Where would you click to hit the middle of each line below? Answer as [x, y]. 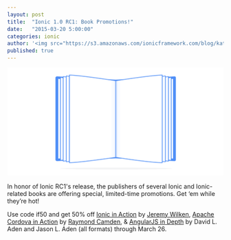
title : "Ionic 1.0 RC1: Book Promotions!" [70, 22]
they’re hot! [23, 201]
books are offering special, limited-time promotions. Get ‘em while [122, 193]
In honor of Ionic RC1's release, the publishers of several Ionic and [101, 186]
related [17, 193]
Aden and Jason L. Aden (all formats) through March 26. [87, 229]
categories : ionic [33, 36]
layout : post [26, 14]
